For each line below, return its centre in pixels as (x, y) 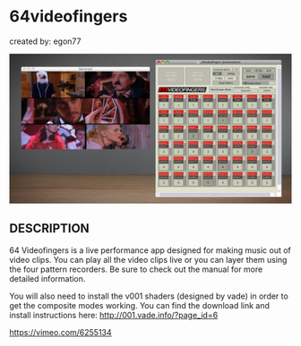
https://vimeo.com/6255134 (60, 332)
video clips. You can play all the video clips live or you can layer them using (148, 259)
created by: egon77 (45, 41)
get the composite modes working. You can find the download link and (140, 305)
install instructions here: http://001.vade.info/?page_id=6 (114, 315)
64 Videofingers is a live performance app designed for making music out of (150, 250)
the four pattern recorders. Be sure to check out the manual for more (136, 269)
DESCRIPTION (49, 228)
